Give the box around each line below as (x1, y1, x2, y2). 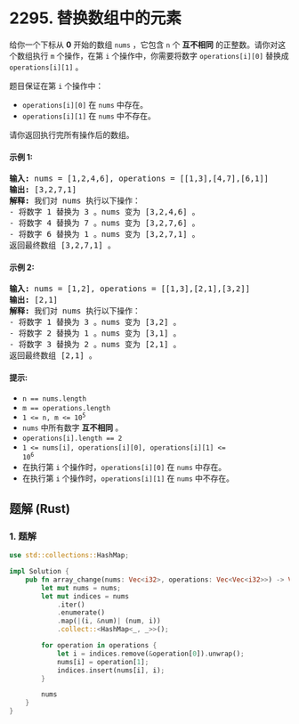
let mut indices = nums (41, 591, 129, 601)
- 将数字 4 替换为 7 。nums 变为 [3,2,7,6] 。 (9, 218, 200, 228)
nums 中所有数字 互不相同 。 (21, 422, 124, 433)
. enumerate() (56, 608, 105, 617)
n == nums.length (21, 394, 87, 403)
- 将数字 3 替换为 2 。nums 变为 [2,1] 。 (9, 339, 182, 350)
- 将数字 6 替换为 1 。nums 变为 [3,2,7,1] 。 (9, 229, 200, 240)
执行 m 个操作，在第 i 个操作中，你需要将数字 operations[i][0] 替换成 (32, 50, 289, 61)
